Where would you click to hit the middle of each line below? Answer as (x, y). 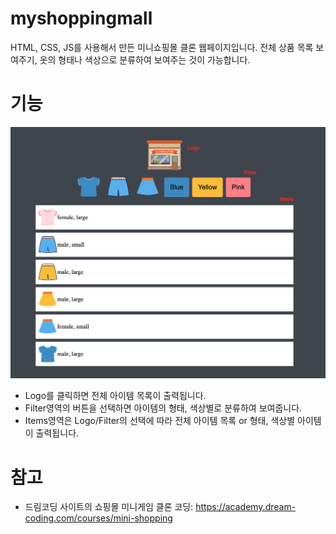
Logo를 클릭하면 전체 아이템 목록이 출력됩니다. (115, 396)
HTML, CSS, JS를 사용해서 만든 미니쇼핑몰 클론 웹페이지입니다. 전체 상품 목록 (162, 47)
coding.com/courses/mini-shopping (98, 518)
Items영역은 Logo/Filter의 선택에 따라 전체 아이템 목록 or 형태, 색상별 (160, 421)
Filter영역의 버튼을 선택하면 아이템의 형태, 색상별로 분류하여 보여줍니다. (163, 408)
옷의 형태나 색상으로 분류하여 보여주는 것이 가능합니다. (145, 59)
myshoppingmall (81, 18)
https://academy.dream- (246, 507)
